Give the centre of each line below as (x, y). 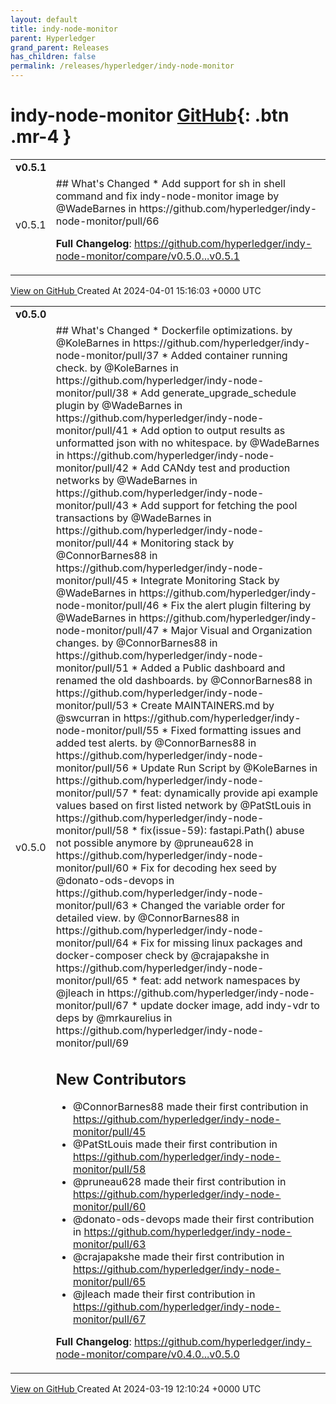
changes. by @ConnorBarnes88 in (136, 643)
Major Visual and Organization (241, 630)
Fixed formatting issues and (236, 730)
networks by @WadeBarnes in (126, 480)
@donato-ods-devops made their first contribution (193, 1219)
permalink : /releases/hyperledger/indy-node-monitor (122, 66)
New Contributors (121, 1079)
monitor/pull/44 (92, 543)
